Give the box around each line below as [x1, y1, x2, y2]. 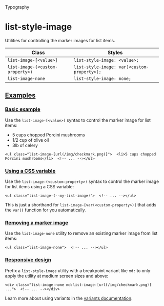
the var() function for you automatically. [5, 207, 86, 213]
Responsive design [5, 256, 51, 263]
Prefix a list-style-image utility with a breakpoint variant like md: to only [5, 267, 150, 274]
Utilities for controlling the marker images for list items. [5, 37, 116, 43]
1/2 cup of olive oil [12, 137, 49, 143]
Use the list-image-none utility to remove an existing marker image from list [5, 230, 158, 236]
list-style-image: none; [74, 76, 132, 81]
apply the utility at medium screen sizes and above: [5, 273, 108, 279]
